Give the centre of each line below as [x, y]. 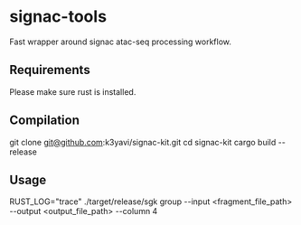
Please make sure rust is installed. [73, 91]
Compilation [44, 121]
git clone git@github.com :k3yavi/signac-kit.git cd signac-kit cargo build [143, 142]
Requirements [50, 70]
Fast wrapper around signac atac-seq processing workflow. [121, 42]
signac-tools [58, 17]
